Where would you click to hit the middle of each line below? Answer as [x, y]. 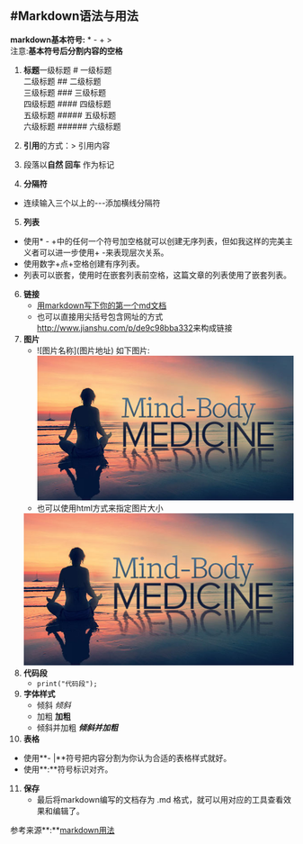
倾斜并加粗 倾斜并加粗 [77, 728]
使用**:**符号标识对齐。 [68, 769]
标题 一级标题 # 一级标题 [67, 69]
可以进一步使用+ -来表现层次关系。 [104, 252]
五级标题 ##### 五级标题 [70, 114]
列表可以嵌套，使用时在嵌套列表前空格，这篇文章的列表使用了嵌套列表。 [157, 275]
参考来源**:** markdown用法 [62, 830]
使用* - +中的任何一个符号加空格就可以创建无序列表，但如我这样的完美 [154, 240]
